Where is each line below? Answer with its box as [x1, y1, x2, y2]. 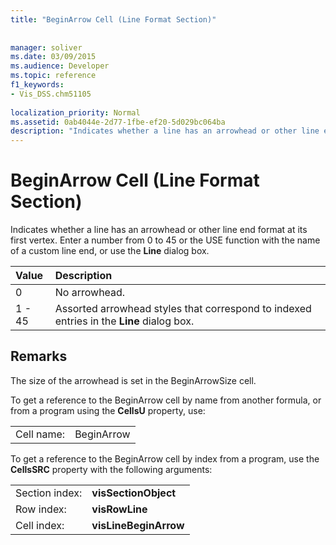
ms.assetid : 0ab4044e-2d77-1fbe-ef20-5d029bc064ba [10, 117, 226, 127]
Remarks [10, 348, 68, 365]
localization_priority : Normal [10, 107, 141, 118]
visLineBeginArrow [91, 518, 185, 532]
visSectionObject [91, 486, 177, 500]
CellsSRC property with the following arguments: [10, 463, 213, 475]
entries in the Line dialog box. [54, 314, 195, 328]
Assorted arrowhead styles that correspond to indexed [54, 302, 312, 316]
